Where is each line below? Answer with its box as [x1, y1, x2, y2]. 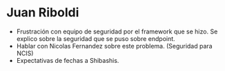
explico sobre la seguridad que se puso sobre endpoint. [16, 34, 175, 42]
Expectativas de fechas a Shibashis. [16, 56, 119, 64]
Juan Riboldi [6, 5, 79, 20]
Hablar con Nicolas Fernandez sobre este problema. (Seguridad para [16, 42, 213, 50]
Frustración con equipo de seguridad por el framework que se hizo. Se [16, 27, 218, 35]
